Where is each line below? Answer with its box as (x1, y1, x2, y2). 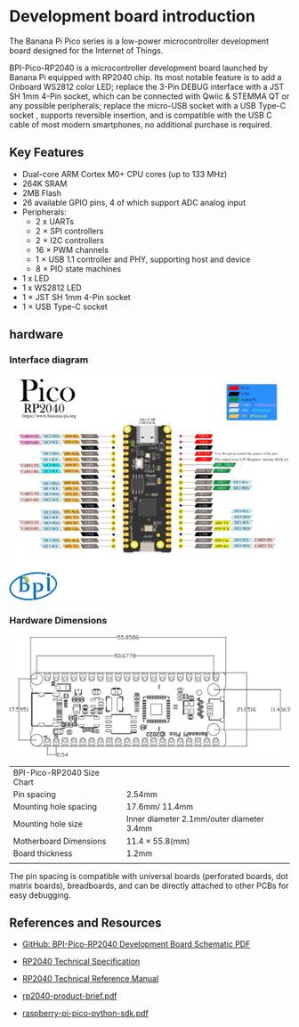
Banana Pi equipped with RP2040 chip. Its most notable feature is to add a (9, 71, 282, 82)
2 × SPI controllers (35, 225, 104, 236)
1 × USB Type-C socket (21, 301, 109, 312)
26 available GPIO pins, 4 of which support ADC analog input (21, 197, 246, 208)
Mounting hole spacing (12, 802, 98, 812)
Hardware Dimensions (9, 615, 108, 627)
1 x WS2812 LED (21, 282, 82, 293)
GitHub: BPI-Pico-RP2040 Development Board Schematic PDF (21, 939, 251, 950)
